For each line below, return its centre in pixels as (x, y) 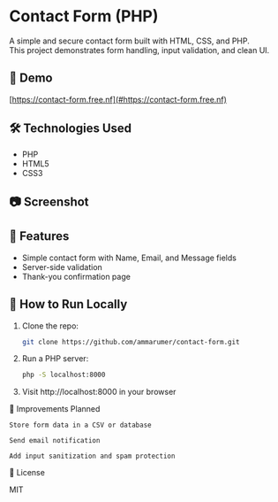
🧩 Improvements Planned (55, 409)
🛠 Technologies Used (71, 129)
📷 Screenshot (49, 201)
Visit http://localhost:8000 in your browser (99, 392)
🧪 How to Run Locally (68, 304)
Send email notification (55, 441)
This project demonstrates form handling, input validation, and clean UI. (139, 50)
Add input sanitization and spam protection (92, 456)
